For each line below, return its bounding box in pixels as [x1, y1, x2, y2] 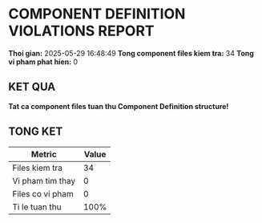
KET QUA [8, 80, 56, 94]
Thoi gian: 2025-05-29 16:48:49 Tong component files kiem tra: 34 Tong [8, 48, 255, 58]
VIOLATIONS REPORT [8, 22, 155, 40]
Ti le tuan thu [12, 201, 62, 213]
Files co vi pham [12, 188, 74, 199]
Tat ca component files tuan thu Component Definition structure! [8, 101, 229, 111]
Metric [30, 148, 58, 160]
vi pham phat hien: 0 [8, 57, 79, 67]
